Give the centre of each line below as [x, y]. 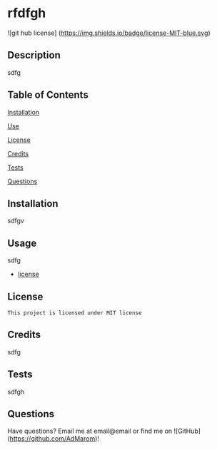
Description [34, 55]
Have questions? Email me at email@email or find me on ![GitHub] [104, 431]
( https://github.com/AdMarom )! [54, 439]
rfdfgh [27, 13]
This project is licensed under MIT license [75, 313]
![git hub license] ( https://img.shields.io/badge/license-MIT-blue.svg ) [109, 33]
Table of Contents [48, 95]
